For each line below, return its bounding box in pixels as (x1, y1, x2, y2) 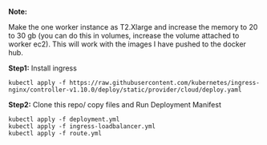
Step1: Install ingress (8, 63, 78, 73)
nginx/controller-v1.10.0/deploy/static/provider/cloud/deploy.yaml (8, 86, 242, 94)
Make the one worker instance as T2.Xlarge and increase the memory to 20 (8, 22, 258, 31)
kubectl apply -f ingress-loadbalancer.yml (8, 123, 156, 131)
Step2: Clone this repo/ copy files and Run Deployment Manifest (8, 100, 222, 109)
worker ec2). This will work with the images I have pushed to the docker (8, 39, 247, 49)
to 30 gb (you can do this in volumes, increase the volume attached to (8, 31, 240, 40)
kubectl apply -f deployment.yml (8, 115, 120, 123)
